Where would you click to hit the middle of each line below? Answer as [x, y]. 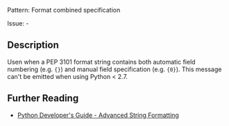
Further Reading [43, 99]
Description [33, 45]
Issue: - [18, 23]
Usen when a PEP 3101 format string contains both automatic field [101, 62]
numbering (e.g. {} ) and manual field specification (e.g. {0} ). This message [114, 69]
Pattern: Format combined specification [64, 10]
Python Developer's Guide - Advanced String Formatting [98, 115]
